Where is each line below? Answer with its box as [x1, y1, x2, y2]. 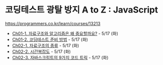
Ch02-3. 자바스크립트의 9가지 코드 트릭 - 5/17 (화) [12, 54, 109, 60]
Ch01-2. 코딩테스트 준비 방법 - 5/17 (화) [12, 37, 88, 42]
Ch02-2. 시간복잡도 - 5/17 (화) [12, 49, 71, 54]
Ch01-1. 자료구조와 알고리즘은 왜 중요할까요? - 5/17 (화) [12, 30, 119, 36]
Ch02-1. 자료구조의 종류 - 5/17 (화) [12, 42, 80, 48]
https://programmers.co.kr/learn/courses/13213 [5, 20, 101, 26]
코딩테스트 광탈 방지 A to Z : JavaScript [5, 4, 158, 15]
